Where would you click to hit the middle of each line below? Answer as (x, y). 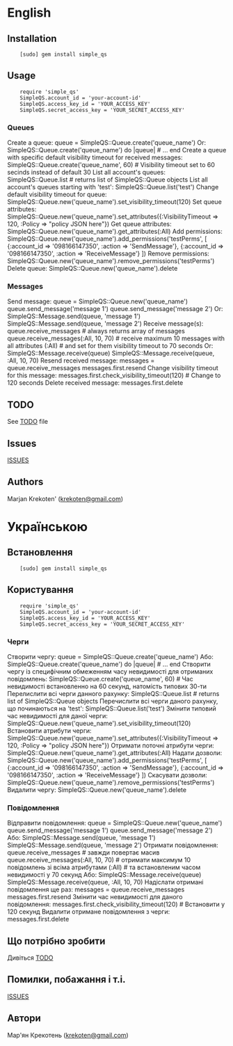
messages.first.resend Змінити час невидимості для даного (95, 897)
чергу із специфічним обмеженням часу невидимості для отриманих (110, 671)
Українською (48, 527)
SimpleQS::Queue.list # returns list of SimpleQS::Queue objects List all (108, 180)
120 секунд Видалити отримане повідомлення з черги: (89, 912)
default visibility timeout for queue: (57, 195)
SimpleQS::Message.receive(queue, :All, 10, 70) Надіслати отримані (105, 882)
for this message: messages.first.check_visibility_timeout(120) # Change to (114, 375)
